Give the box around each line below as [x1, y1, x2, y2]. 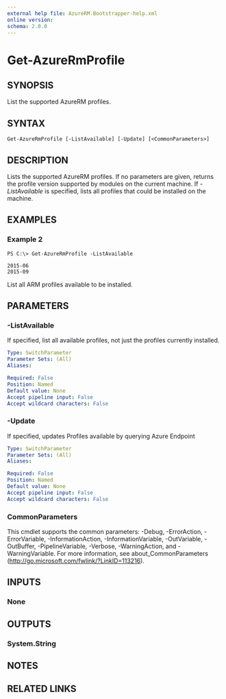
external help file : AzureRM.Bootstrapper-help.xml [7, 10, 158, 17]
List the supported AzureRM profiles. [7, 97, 111, 106]
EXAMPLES [7, 214, 57, 226]
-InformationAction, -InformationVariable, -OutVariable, [47, 535, 203, 543]
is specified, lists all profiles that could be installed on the [44, 187, 207, 195]
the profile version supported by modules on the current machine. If [7, 180, 199, 188]
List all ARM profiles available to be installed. [7, 280, 134, 289]
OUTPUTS [7, 618, 51, 630]
